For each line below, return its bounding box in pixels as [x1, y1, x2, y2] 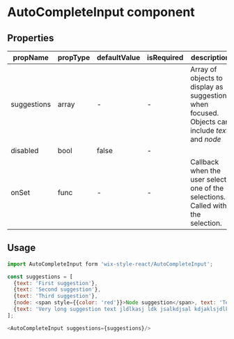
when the [190, 166, 221, 175]
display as [190, 82, 224, 92]
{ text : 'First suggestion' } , [13, 280, 98, 287]
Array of [190, 64, 217, 74]
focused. [190, 108, 219, 117]
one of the [190, 183, 224, 193]
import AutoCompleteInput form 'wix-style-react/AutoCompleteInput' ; [7, 260, 214, 268]
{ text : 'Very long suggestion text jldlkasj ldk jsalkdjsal [13, 305, 192, 313]
